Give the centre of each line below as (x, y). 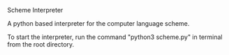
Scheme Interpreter (35, 10)
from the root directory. (41, 44)
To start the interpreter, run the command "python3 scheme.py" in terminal (115, 37)
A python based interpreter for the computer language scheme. (98, 23)
